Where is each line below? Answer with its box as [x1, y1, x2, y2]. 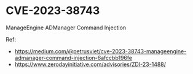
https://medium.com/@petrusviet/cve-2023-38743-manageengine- [14, 47, 187, 55]
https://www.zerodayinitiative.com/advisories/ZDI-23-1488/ [14, 61, 167, 68]
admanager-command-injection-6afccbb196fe [14, 54, 133, 61]
